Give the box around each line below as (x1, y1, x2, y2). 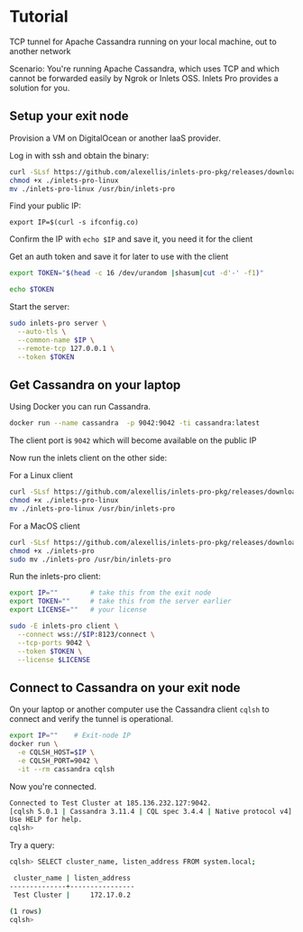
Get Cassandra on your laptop (9, 377, 181, 392)
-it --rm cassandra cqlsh (17, 764, 115, 773)
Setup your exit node (9, 108, 129, 124)
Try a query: (9, 840, 55, 851)
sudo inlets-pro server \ (9, 318, 106, 328)
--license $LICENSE (17, 655, 91, 664)
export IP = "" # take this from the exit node (9, 588, 212, 597)
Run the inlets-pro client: (9, 571, 101, 582)
